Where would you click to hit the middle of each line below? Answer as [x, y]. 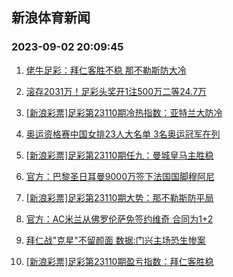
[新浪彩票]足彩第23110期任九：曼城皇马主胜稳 [119, 155]
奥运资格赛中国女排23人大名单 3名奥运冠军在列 [123, 134]
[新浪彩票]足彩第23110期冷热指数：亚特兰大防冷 [124, 112]
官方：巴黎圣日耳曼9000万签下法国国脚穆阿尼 [120, 176]
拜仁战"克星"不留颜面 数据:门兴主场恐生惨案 [115, 240]
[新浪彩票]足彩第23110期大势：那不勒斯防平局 [119, 197]
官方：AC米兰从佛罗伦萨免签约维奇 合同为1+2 [119, 219]
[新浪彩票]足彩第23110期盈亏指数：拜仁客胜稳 [119, 261]
